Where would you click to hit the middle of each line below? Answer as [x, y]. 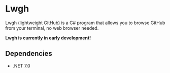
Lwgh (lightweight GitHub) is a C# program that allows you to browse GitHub [85, 23]
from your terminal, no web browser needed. [52, 28]
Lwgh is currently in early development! [48, 38]
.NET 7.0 [21, 65]
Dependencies [29, 54]
